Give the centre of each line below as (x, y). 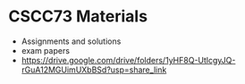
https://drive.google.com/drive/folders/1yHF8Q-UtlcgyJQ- (128, 60)
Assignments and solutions (71, 41)
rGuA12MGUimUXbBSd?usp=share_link (94, 70)
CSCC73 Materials (78, 17)
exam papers (46, 50)
